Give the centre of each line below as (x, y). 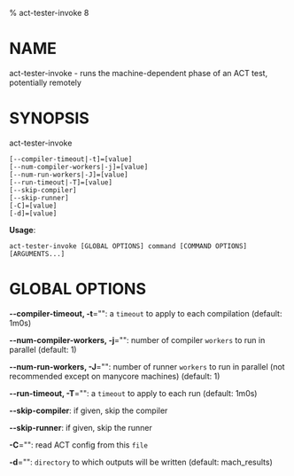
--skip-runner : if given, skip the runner (81, 427)
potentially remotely (46, 82)
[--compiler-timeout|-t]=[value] (71, 159)
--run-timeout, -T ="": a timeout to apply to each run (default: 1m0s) (133, 393)
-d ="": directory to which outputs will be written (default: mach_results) (141, 462)
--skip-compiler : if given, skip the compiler (89, 410)
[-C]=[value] (33, 206)
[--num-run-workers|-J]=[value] (69, 175)
